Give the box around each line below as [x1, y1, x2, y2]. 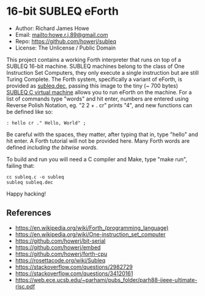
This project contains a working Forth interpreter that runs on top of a [6, 56, 182, 63]
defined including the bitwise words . [6, 143, 98, 151]
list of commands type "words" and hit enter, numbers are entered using [6, 95, 189, 102]
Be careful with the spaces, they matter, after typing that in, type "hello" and [6, 131, 198, 138]
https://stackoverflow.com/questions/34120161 [15, 270, 133, 277]
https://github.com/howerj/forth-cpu [15, 250, 108, 257]
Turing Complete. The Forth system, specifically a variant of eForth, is [6, 75, 182, 83]
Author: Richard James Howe [15, 25, 89, 32]
